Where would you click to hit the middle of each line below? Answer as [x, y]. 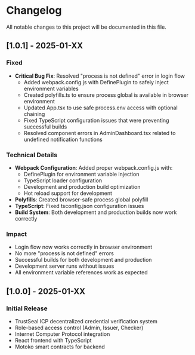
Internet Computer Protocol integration [62, 334]
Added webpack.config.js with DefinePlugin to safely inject [96, 82]
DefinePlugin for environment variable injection [81, 174]
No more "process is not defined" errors [64, 253]
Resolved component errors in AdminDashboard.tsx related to [100, 133]
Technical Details [32, 155]
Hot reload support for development [68, 193]
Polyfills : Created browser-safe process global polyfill [81, 199]
